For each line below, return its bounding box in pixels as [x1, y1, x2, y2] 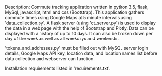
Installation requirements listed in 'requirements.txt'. [5, 65, 111, 71]
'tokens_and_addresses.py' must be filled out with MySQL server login [5, 45, 148, 51]
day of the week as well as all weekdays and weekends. [5, 36, 119, 41]
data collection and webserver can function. [5, 56, 95, 61]
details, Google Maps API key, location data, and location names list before [5, 50, 157, 56]
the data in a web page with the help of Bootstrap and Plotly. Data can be [5, 25, 154, 31]
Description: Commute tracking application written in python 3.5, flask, [5, 4, 149, 10]
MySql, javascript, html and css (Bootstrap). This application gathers [5, 9, 144, 15]
